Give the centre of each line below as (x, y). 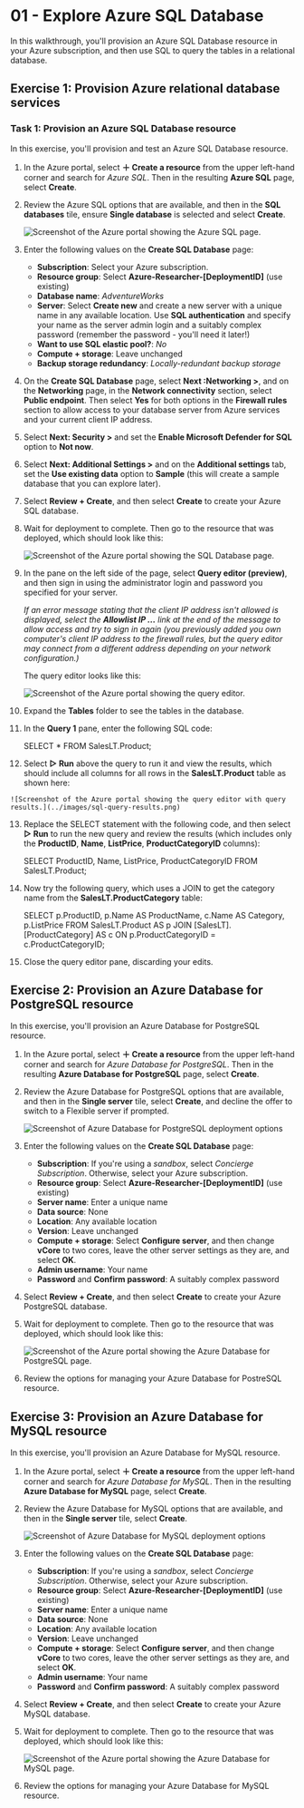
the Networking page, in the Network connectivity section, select (147, 390)
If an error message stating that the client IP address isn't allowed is (151, 609)
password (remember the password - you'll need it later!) (143, 334)
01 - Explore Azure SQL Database (137, 16)
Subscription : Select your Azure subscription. (123, 267)
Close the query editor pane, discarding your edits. (118, 961)
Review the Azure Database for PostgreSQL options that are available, (153, 1092)
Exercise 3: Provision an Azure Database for (137, 1417)
